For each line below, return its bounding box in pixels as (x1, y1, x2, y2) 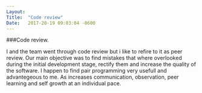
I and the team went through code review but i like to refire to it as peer (6, 48, 183, 55)
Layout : (6, 8, 26, 15)
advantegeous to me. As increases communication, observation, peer (6, 73, 179, 81)
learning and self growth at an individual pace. (6, 80, 122, 87)
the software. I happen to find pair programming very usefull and (6, 67, 167, 74)
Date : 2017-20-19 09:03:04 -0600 (6, 20, 96, 26)
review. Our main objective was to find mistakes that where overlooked (6, 55, 182, 62)
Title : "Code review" (6, 14, 63, 20)
